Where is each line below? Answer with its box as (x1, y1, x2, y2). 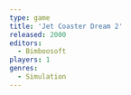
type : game (9, 13, 51, 23)
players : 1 (9, 55, 51, 64)
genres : (9, 64, 39, 73)
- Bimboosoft (17, 47, 67, 56)
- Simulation (17, 72, 67, 81)
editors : (9, 38, 42, 48)
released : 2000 (9, 30, 67, 39)
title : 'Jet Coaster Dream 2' (9, 22, 124, 31)
